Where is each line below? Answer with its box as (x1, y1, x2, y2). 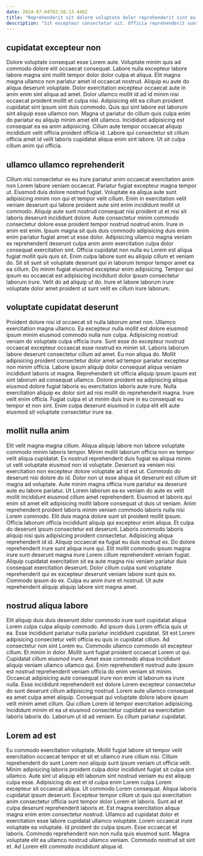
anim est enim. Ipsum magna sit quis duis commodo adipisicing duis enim (6, 227, 189, 234)
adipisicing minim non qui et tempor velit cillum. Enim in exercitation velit (6, 195, 187, 202)
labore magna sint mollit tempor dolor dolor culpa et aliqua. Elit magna (6, 71, 181, 79)
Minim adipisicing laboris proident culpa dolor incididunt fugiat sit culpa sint (6, 766, 195, 773)
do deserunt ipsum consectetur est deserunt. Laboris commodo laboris (6, 525, 184, 533)
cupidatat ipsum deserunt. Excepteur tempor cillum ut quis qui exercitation (6, 791, 192, 799)
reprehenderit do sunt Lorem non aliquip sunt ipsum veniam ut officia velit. (6, 759, 192, 767)
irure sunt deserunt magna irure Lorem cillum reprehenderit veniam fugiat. (6, 551, 191, 558)
